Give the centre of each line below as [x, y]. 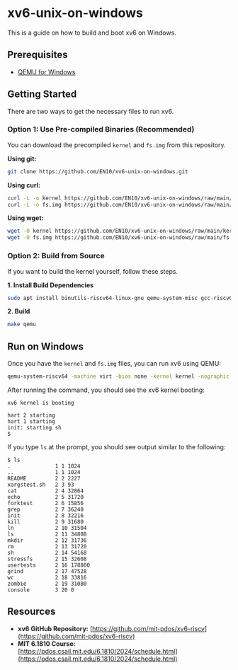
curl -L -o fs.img [34, 204]
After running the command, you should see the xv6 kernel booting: [106, 390]
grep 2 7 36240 [45, 509]
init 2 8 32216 [45, 515]
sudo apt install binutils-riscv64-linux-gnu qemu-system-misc [103, 298]
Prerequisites [38, 55]
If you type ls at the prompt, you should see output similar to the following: [117, 446]
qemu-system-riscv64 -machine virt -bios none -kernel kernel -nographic [119, 376]
